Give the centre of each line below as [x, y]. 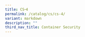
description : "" [21, 23]
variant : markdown [23, 18]
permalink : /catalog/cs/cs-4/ [35, 14]
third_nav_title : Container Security [43, 27]
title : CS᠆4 [17, 9]
